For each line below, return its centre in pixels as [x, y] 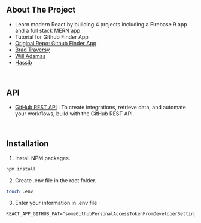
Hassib [23, 62]
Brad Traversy [32, 50]
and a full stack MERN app [48, 30]
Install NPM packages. [42, 158]
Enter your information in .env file [56, 203]
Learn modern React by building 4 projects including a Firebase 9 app [101, 24]
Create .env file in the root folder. [56, 181]
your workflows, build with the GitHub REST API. [74, 114]
